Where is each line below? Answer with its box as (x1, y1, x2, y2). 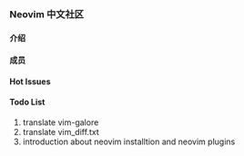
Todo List (9, 97, 46, 108)
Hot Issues (9, 75, 51, 87)
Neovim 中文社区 (9, 7, 85, 20)
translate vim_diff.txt (22, 126, 99, 137)
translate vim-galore (22, 116, 99, 128)
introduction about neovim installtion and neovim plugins (22, 136, 236, 147)
